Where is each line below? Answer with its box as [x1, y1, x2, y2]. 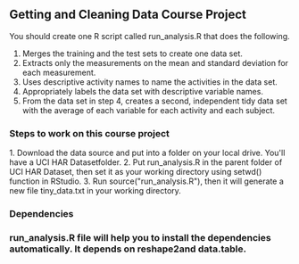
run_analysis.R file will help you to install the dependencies [9, 231, 271, 243]
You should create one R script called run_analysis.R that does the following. [9, 30, 290, 41]
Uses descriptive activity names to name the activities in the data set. [21, 76, 278, 87]
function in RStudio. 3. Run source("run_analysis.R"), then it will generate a [9, 176, 284, 186]
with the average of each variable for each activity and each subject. [21, 104, 275, 115]
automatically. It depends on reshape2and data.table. [9, 243, 247, 255]
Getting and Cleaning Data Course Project [9, 7, 247, 22]
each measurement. [21, 67, 96, 78]
